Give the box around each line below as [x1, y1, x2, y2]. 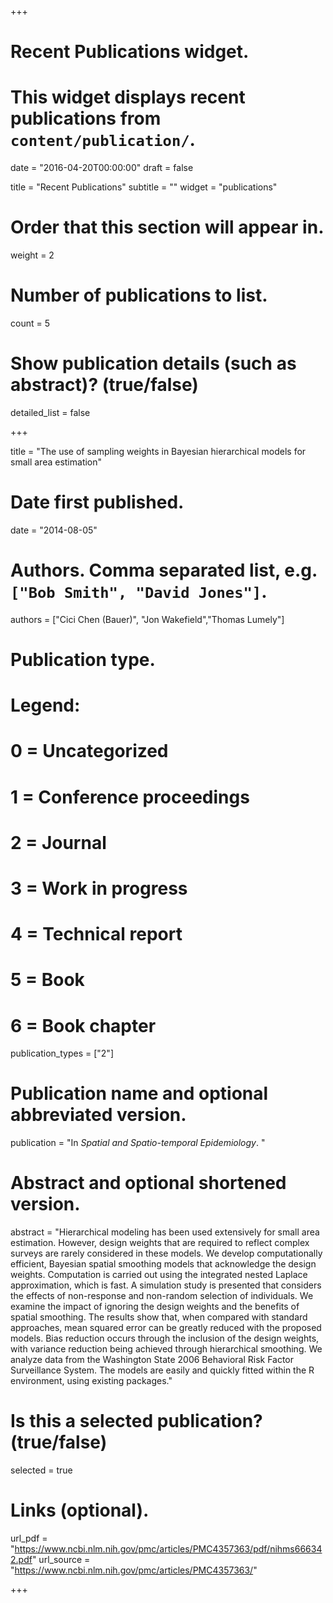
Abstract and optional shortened [10, 1172, 287, 1195]
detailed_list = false [10, 406, 91, 418]
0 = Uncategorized [10, 740, 169, 763]
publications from [10, 107, 162, 130]
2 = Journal [10, 831, 107, 854]
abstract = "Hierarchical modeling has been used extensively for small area [10, 1226, 320, 1238]
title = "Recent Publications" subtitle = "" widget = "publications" [10, 181, 278, 193]
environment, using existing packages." [10, 1375, 173, 1387]
